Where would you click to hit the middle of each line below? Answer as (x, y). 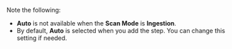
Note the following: (34, 10)
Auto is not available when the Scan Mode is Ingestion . (96, 23)
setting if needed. (42, 38)
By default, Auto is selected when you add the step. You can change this (121, 31)
